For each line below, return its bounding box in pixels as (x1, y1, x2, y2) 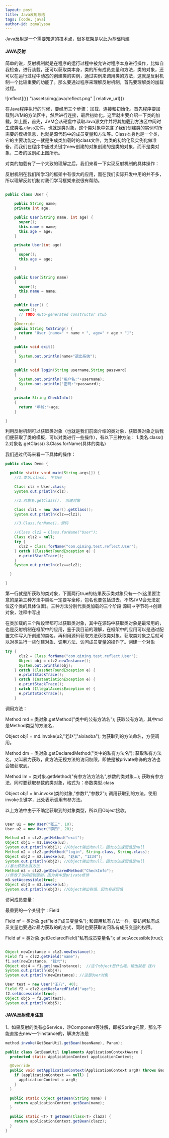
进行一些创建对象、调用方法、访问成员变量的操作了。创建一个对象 (18, 639, 155, 645)
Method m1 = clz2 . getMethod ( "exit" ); (5, 835, 84, 840)
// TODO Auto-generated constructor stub (18, 312, 107, 317)
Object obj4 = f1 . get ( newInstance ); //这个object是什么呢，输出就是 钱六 (5, 964, 155, 969)
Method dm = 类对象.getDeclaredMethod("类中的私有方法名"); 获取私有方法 (5, 750, 162, 756)
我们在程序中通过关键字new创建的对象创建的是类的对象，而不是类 (18, 144, 155, 150)
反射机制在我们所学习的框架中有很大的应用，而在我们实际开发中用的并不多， (5, 171, 164, 178)
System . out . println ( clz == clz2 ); (14, 563, 82, 568)
